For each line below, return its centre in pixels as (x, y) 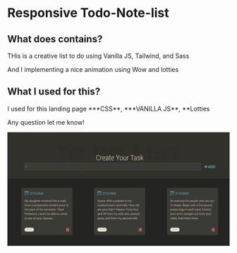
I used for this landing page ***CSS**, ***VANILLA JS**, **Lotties (109, 109)
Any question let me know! (46, 122)
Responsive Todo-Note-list (88, 13)
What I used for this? (54, 92)
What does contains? (55, 39)
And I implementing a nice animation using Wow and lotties (93, 69)
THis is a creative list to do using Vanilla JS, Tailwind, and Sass (98, 56)
